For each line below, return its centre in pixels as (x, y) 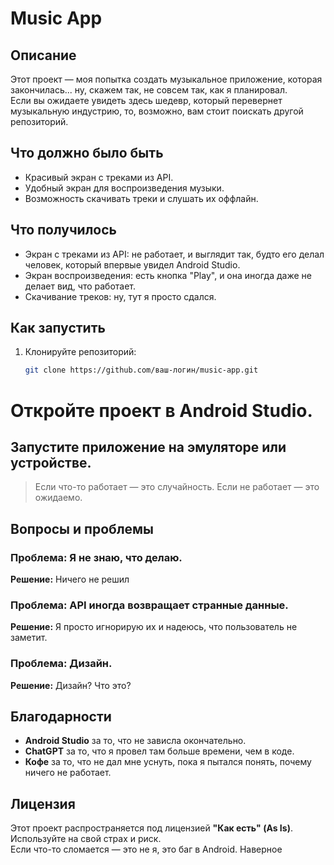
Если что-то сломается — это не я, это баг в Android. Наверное (146, 849)
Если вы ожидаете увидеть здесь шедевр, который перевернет (146, 100)
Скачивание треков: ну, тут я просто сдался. (120, 296)
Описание (43, 55)
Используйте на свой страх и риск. (86, 839)
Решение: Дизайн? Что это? (71, 685)
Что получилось (63, 230)
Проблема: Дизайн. (61, 664)
